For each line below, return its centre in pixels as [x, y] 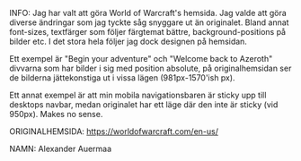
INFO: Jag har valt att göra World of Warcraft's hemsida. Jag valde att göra [148, 13]
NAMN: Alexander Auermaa [61, 148]
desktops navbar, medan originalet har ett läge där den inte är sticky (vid [144, 105]
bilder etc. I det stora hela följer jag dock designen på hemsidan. [128, 41]
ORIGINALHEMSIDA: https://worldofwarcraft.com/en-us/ [114, 131]
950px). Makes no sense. [56, 114]
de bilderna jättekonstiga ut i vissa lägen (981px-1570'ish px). [122, 78]
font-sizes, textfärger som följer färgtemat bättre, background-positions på [147, 32]
